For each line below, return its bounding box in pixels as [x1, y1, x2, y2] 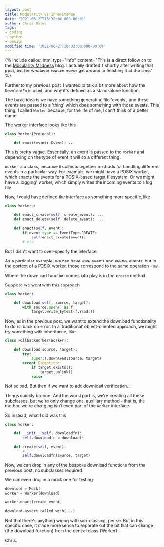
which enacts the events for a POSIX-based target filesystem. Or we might [5, 174, 155, 180]
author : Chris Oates [5, 21, 47, 26]
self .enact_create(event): [31, 235, 86, 240]
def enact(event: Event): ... [14, 140, 76, 145]
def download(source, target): [14, 347, 78, 352]
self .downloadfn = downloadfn [22, 435, 84, 440]
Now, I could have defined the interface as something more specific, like [5, 194, 150, 200]
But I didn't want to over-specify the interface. [5, 248, 98, 254]
